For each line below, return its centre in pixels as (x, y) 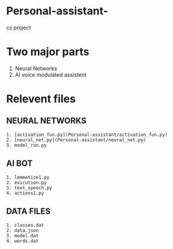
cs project (19, 28)
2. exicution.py (26, 183)
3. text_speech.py (29, 188)
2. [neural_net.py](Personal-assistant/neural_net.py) (76, 140)
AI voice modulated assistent (51, 75)
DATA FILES (29, 212)
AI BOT (20, 164)
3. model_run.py (26, 145)
